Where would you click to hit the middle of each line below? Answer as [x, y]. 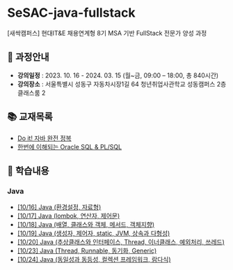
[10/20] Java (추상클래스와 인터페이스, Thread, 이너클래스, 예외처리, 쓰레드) [121, 242]
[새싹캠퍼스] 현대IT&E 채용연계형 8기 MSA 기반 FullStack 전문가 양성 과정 [107, 33]
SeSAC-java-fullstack [71, 13]
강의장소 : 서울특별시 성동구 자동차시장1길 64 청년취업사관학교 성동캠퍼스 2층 [122, 84]
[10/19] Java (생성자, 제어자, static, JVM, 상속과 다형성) [94, 233]
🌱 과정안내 [29, 57]
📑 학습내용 [29, 171]
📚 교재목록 [30, 117]
